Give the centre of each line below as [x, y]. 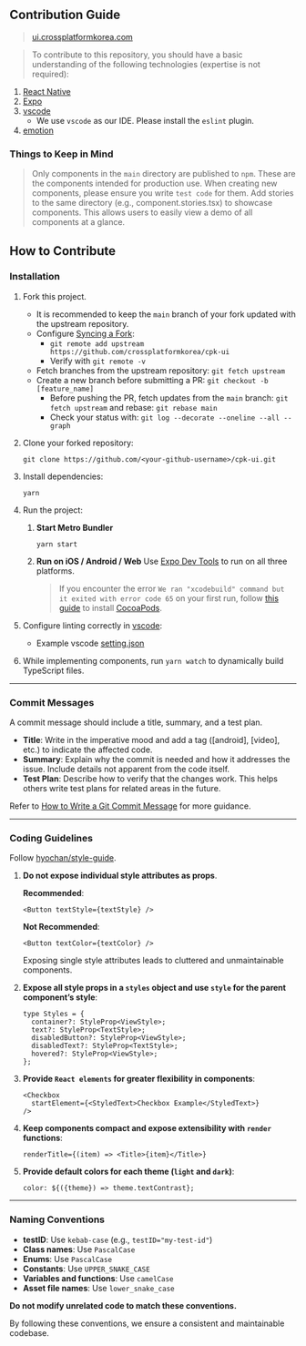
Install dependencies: [63, 476]
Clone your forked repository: [78, 443]
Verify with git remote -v [98, 361]
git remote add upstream [97, 344]
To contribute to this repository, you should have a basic [137, 55]
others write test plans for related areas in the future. [122, 789]
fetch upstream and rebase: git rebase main [133, 407]
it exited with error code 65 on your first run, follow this [169, 598]
